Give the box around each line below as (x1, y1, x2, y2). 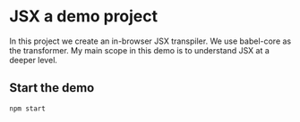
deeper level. (9, 54, 58, 65)
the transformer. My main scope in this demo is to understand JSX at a (9, 45, 270, 55)
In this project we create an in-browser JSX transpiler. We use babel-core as (9, 36, 292, 46)
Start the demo (9, 80, 95, 95)
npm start (9, 104, 47, 113)
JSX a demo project (9, 6, 159, 27)
